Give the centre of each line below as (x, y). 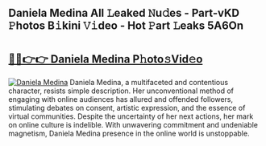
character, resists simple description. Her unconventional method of (121, 91)
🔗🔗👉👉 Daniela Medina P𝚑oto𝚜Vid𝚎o (106, 59)
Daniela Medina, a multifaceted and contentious (149, 82)
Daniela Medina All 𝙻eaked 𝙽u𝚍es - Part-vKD (124, 13)
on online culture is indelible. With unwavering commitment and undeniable (133, 125)
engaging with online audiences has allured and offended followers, (121, 99)
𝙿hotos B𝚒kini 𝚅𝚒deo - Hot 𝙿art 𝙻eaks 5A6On (126, 26)
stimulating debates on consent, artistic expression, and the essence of (127, 108)
